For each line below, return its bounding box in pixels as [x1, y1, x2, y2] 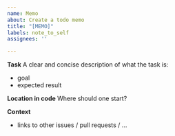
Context [7, 108, 31, 116]
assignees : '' [7, 36, 48, 43]
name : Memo [7, 10, 39, 17]
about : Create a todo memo [7, 16, 85, 23]
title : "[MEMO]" [7, 23, 54, 30]
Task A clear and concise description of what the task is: [7, 60, 169, 69]
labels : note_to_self [7, 29, 70, 36]
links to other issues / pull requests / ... [17, 121, 127, 129]
